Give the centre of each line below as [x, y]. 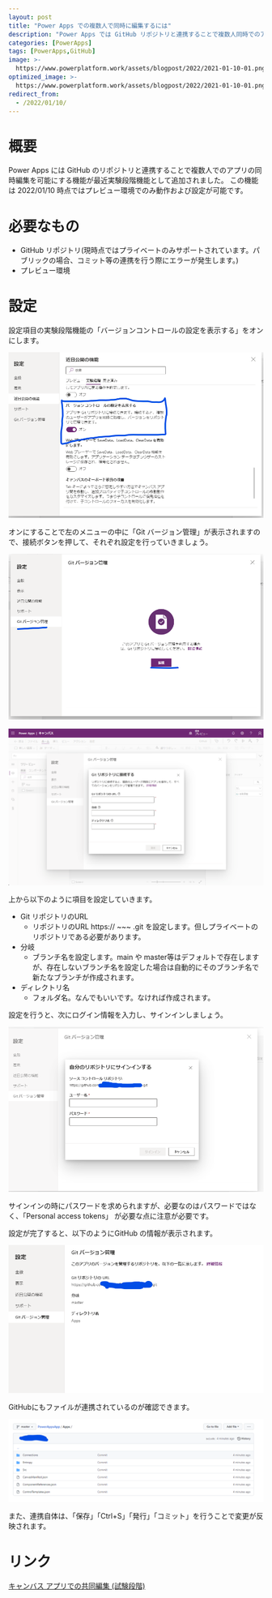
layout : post [30, 17]
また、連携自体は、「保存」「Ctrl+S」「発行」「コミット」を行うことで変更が [132, 1515]
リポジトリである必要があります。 [89, 937]
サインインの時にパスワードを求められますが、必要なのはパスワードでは [129, 1206]
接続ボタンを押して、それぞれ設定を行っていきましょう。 [117, 542]
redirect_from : [34, 94]
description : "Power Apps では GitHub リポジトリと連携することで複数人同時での [134, 34]
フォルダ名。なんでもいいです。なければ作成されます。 [123, 998]
